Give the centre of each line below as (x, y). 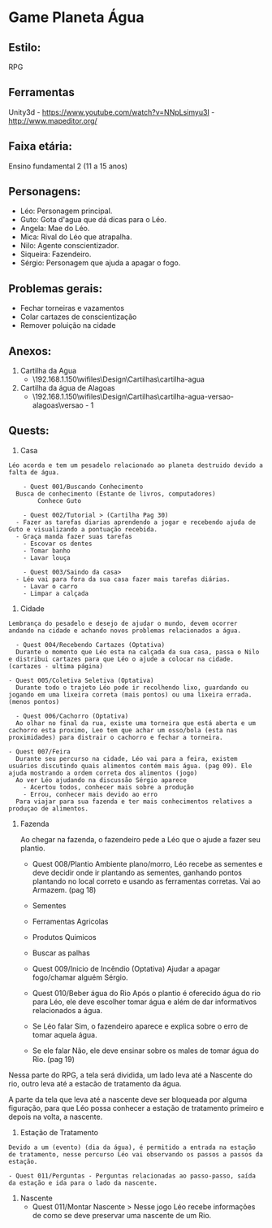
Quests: (29, 431)
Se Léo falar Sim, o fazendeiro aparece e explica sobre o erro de (140, 1026)
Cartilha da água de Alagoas (67, 388)
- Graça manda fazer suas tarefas (74, 536)
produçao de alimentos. (49, 808)
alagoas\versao (58, 405)
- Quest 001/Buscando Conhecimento (83, 487)
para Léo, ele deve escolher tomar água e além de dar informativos (145, 1002)
